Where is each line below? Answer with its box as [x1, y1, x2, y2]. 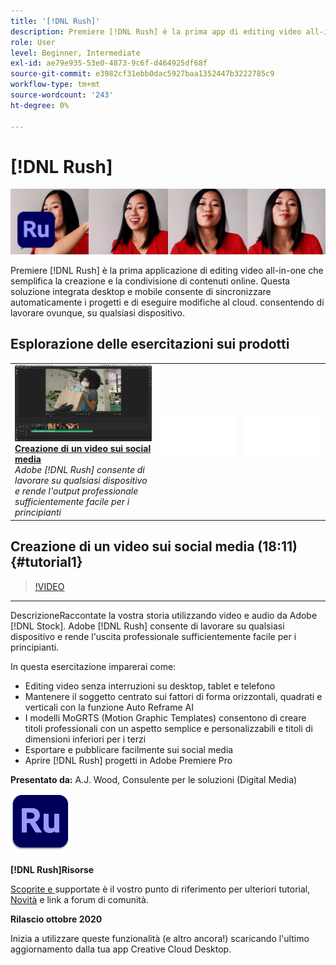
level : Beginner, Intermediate [10, 48, 141, 58]
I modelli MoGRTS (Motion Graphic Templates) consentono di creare [24, 711, 307, 724]
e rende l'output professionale [14, 485, 139, 497]
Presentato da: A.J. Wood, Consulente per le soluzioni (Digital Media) [10, 773, 298, 785]
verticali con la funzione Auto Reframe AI [24, 701, 194, 713]
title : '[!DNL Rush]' [10, 16, 101, 26]
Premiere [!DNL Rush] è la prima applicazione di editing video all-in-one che [10, 264, 324, 276]
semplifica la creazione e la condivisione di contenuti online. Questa [10, 275, 291, 287]
